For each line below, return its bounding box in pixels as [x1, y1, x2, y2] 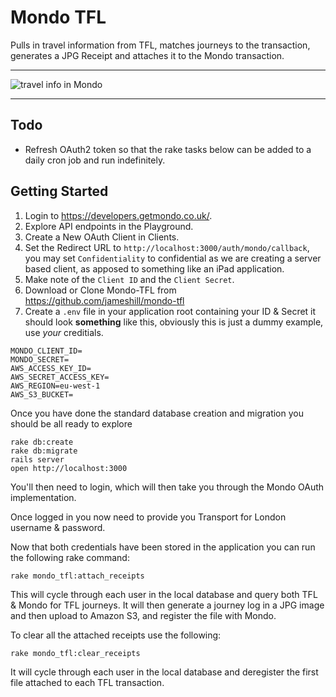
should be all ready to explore [10, 417, 133, 430]
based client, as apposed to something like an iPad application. [24, 262, 285, 275]
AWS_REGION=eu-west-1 [10, 381, 101, 391]
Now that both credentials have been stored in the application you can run [10, 541, 316, 553]
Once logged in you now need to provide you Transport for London [10, 511, 287, 523]
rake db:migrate [10, 446, 78, 456]
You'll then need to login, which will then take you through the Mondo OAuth [10, 481, 325, 493]
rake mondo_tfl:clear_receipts [10, 648, 141, 658]
